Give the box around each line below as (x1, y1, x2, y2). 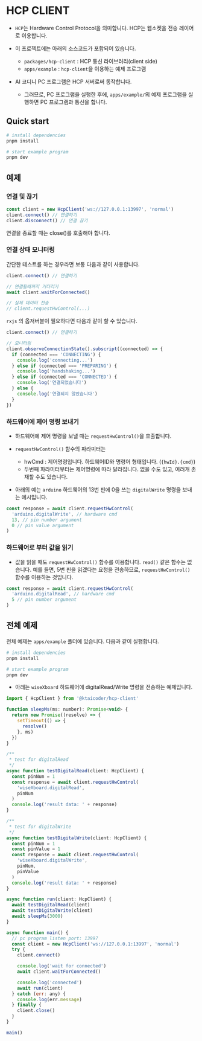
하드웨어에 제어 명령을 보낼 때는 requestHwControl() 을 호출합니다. (14, 432, 172, 440)
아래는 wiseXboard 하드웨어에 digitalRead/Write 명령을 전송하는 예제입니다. (14, 684, 193, 691)
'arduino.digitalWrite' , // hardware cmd (11, 511, 118, 517)
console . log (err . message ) (17, 996, 83, 1002)
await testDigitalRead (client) (11, 902, 90, 908)
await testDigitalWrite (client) (11, 908, 93, 914)
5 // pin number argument (11, 597, 77, 603)
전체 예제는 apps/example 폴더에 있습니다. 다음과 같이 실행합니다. (6, 638, 159, 645)
